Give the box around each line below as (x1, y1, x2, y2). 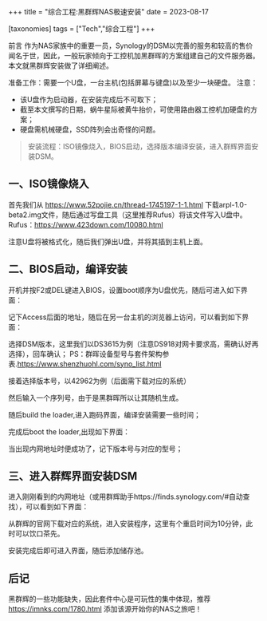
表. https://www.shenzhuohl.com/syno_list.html (8, 358, 162, 369)
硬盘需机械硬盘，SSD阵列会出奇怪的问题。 (19, 125, 160, 134)
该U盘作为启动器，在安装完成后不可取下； (19, 95, 159, 104)
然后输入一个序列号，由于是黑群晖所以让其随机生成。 (8, 393, 183, 402)
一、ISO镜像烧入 (8, 177, 89, 191)
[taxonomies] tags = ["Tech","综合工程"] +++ (8, 24, 155, 34)
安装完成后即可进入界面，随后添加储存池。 (8, 546, 148, 556)
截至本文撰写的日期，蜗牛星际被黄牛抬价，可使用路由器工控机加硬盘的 (19, 105, 251, 114)
